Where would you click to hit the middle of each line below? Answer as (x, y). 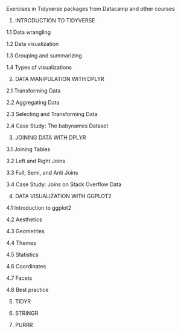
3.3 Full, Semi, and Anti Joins (42, 173)
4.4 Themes (21, 243)
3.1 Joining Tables (28, 149)
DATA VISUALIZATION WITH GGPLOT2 (63, 196)
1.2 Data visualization (33, 44)
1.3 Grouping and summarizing (44, 56)
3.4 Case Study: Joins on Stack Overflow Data (64, 184)
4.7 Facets (19, 278)
